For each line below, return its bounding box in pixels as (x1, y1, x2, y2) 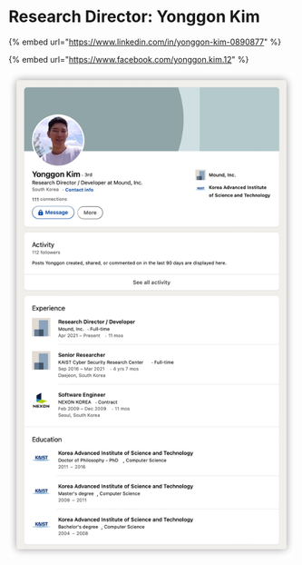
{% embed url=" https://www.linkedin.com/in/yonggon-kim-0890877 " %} (8, 36, 282, 47)
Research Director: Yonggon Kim (8, 6, 260, 27)
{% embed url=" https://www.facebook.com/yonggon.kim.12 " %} (8, 54, 249, 64)
